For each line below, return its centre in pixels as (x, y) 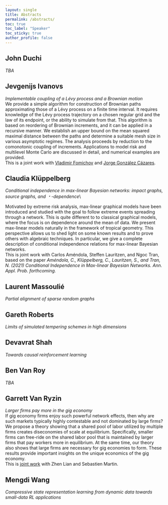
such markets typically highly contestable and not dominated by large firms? (84, 421)
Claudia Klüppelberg (38, 178)
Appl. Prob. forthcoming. (31, 271)
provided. (15, 157)
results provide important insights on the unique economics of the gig (77, 453)
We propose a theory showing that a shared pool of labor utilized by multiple (84, 426)
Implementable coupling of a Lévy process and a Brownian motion (74, 98)
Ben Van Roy (25, 371)
